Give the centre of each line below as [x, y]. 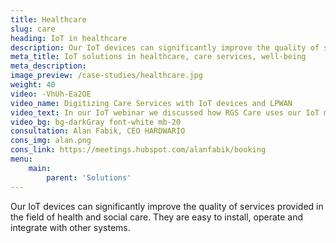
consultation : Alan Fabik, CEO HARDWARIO [98, 131]
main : [40, 168]
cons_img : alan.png [51, 141]
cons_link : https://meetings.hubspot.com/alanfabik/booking [138, 150]
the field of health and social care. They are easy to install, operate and [157, 217]
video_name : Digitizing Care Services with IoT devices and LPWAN [151, 103]
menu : [21, 159]
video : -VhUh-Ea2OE [51, 94]
